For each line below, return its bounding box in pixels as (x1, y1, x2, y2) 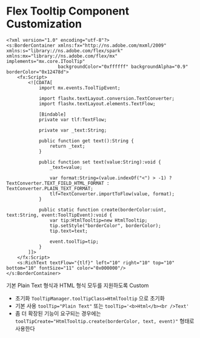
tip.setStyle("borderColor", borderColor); (49, 222, 162, 228)
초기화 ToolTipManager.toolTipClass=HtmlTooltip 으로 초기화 (15, 294, 165, 302)
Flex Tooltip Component (6, 4, 130, 18)
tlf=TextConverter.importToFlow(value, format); (49, 191, 175, 197)
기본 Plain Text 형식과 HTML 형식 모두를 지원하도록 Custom (6, 282, 149, 289)
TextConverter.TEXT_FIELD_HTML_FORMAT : (6, 180, 110, 186)
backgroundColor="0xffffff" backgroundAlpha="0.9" (58, 64, 188, 70)
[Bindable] (38, 111, 67, 118)
